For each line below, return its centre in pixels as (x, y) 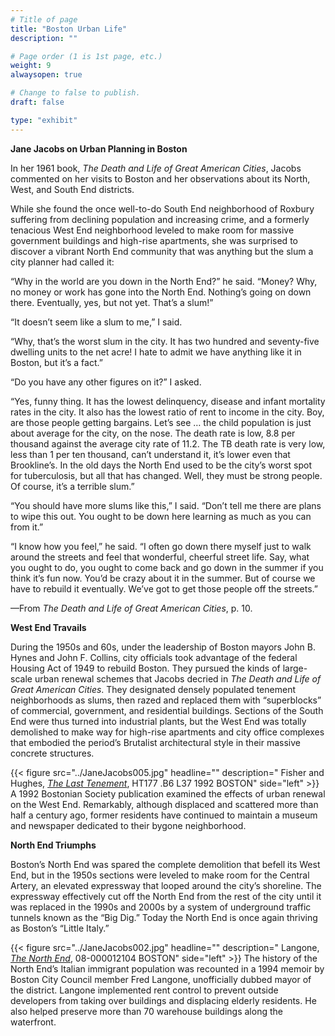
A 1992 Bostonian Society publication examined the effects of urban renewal (168, 793)
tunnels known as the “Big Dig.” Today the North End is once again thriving (164, 917)
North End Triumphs (53, 845)
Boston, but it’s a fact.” (56, 362)
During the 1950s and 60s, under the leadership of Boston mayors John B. (163, 647)
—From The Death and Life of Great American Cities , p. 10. (131, 608)
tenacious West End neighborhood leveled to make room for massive (152, 230)
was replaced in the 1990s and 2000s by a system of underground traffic (161, 907)
